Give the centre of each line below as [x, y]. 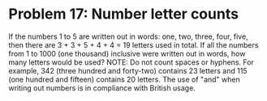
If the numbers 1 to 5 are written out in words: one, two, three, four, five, [129, 36]
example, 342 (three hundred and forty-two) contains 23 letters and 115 [128, 70]
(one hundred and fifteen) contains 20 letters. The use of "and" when [125, 79]
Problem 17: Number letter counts [124, 14]
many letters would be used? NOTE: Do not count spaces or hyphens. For [131, 62]
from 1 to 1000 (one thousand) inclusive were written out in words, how [127, 53]
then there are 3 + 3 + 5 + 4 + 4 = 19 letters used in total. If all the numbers [133, 44]
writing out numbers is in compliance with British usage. [102, 88]
